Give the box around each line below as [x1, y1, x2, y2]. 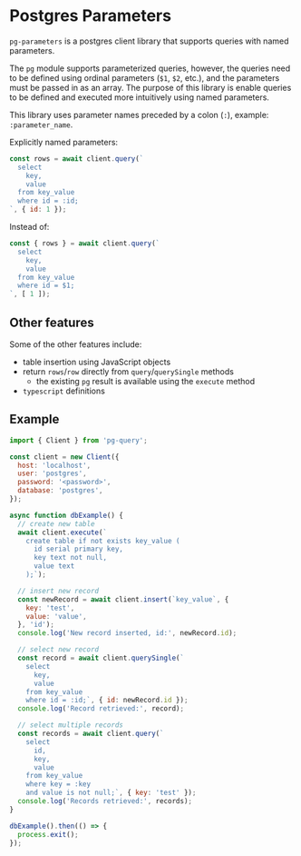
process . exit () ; [17, 830, 79, 839]
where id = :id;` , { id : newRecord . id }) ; [25, 696, 189, 705]
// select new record [17, 645, 100, 654]
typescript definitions [22, 385, 106, 396]
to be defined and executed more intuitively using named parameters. [9, 92, 270, 103]
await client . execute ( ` [17, 528, 107, 537]
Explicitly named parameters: [9, 136, 119, 147]
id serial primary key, [33, 544, 124, 554]
